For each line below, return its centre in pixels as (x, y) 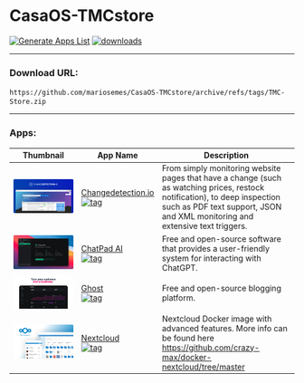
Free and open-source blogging (222, 288)
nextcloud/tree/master (204, 367)
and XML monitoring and (208, 216)
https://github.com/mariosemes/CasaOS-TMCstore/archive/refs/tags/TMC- (147, 93)
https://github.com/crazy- (210, 347)
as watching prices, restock (213, 187)
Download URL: (44, 72)
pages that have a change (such (222, 178)
